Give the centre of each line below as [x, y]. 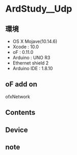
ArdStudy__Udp [39, 9]
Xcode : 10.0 [26, 47]
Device [17, 130]
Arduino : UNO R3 [31, 57]
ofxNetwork [18, 97]
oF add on [21, 84]
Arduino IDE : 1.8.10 [33, 68]
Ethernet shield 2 [31, 63]
